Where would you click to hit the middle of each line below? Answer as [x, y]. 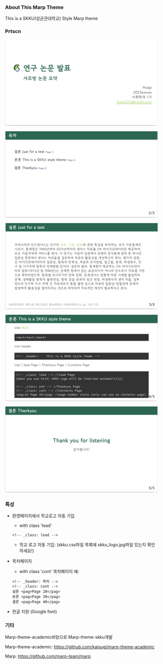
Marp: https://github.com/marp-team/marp [48, 656]
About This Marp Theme [34, 7]
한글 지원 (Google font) [34, 611]
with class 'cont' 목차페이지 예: [49, 572]
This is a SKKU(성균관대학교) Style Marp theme [51, 18]
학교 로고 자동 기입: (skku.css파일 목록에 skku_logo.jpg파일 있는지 [83, 545]
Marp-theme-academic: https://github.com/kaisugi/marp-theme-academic [80, 646]
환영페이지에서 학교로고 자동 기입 [43, 516]
